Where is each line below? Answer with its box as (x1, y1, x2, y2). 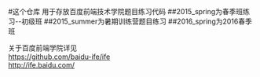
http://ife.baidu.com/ (8, 60, 75, 69)
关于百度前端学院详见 (8, 43, 77, 53)
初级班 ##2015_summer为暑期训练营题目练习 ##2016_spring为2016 (20, 16, 239, 26)
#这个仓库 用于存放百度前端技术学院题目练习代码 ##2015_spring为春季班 (8, 7, 244, 16)
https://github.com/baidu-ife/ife (8, 52, 111, 61)
